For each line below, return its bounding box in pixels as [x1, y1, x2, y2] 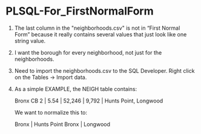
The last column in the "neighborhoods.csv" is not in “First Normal [14, 24, 180, 32]
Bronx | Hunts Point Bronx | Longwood [14, 120, 110, 128]
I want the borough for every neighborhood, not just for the [14, 49, 162, 56]
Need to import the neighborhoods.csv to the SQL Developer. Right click [14, 67, 195, 74]
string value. [14, 37, 46, 44]
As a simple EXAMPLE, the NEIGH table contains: [14, 85, 137, 92]
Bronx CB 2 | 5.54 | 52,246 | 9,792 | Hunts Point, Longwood [14, 97, 163, 104]
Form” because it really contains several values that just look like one [14, 30, 187, 38]
